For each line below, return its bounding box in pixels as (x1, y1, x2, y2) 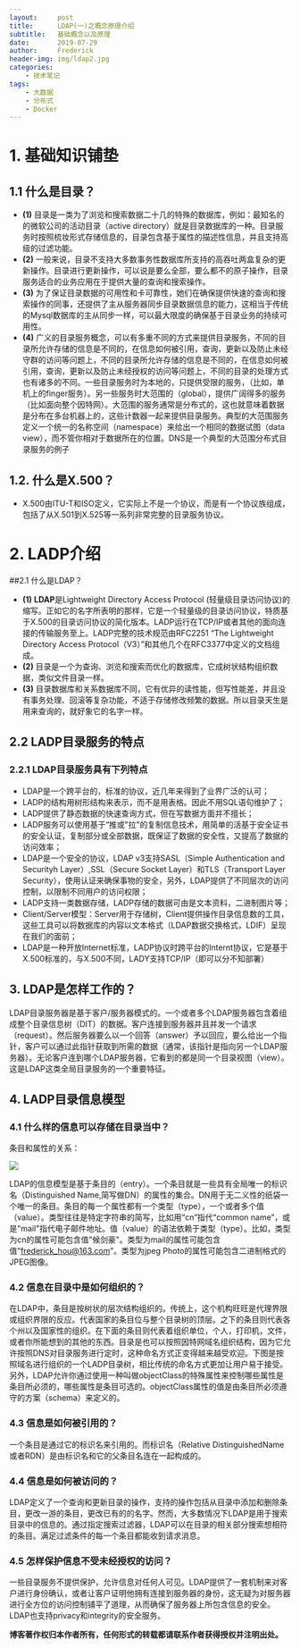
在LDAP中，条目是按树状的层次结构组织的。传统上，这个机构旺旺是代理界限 (9, 1303, 288, 1314)
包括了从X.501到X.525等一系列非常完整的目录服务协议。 (21, 509, 229, 520)
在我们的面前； (21, 930, 78, 941)
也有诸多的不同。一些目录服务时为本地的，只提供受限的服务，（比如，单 (21, 377, 285, 388)
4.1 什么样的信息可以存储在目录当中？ (9, 1121, 171, 1133)
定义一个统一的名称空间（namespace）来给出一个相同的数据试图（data (21, 422, 286, 433)
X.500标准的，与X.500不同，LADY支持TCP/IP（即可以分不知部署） (21, 953, 270, 963)
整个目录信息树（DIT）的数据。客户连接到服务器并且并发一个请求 (16, 1018, 257, 1029)
